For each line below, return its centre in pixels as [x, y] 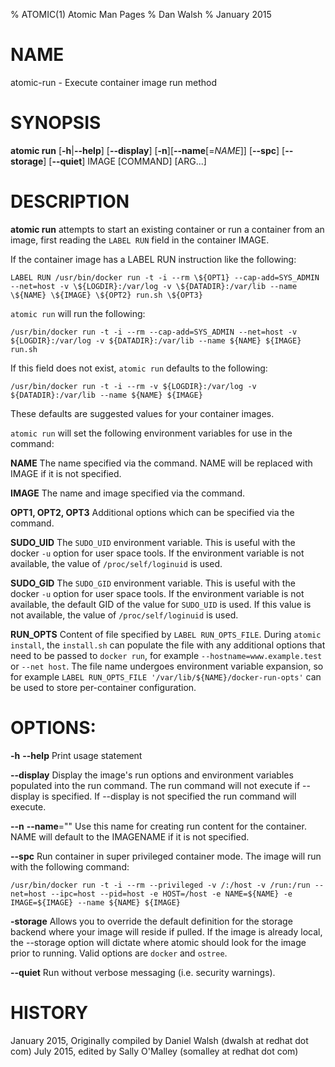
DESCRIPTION [70, 201]
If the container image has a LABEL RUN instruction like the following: [153, 259]
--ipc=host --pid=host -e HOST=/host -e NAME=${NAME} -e [171, 894]
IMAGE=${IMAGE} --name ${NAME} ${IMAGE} [96, 902]
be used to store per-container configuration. [103, 687]
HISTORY [49, 1012]
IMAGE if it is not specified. [66, 473]
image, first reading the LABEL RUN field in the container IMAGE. [140, 240]
